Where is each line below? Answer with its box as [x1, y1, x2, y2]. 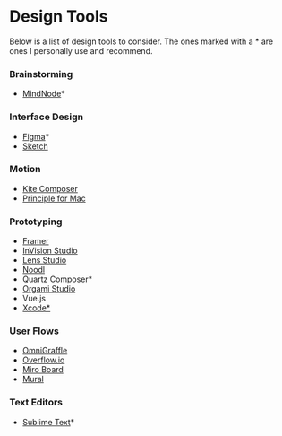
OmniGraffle [21, 345, 68, 356]
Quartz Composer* [21, 274, 93, 284]
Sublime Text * [21, 416, 75, 427]
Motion [9, 163, 41, 176]
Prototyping [9, 215, 63, 228]
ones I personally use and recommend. [9, 45, 153, 56]
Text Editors [9, 397, 64, 409]
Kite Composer [21, 183, 79, 194]
